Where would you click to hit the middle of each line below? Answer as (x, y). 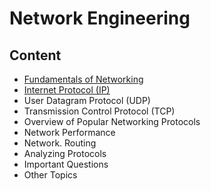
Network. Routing (60, 143)
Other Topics (50, 175)
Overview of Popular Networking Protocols (112, 121)
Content (35, 55)
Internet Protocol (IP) (67, 90)
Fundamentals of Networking (83, 79)
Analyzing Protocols (65, 153)
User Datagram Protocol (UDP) (87, 100)
